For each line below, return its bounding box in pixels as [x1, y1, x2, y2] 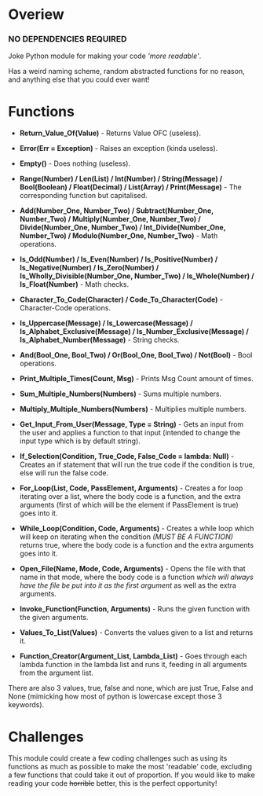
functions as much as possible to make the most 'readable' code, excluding [8, 762, 253, 772]
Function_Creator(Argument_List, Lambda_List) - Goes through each [19, 651, 247, 661]
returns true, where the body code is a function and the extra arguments [19, 541, 254, 550]
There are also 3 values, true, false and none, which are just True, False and [8, 684, 254, 693]
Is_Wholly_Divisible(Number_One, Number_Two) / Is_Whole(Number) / [19, 271, 254, 281]
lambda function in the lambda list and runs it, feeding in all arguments [19, 660, 247, 669]
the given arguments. [19, 613, 89, 622]
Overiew [8, 6, 64, 24]
